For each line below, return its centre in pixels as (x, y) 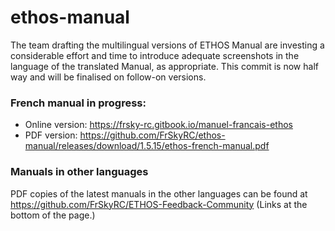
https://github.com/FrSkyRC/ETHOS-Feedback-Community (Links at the (159, 204)
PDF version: (51, 135)
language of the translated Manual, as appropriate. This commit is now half (164, 66)
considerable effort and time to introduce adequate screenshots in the (155, 55)
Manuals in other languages (79, 172)
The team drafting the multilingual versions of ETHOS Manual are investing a (167, 45)
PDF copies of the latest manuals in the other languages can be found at (159, 193)
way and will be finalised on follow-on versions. (108, 77)
